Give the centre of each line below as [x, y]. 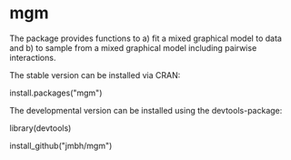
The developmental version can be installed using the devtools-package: [146, 110]
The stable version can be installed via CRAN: [95, 75]
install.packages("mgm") [56, 93]
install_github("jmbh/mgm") [61, 145]
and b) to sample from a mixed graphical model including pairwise [133, 47]
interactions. [33, 57]
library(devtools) [40, 128]
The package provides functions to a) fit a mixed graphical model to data [145, 38]
